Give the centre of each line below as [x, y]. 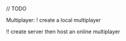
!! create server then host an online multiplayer [63, 31]
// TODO [16, 9]
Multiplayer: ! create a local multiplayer [53, 20]
